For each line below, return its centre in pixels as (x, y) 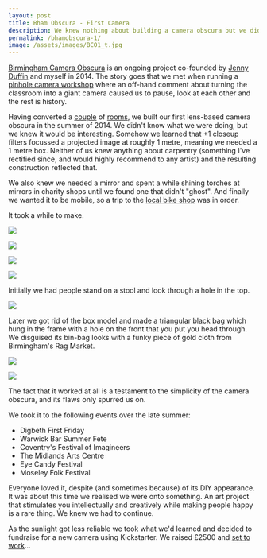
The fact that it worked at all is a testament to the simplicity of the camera (129, 391)
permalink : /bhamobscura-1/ (55, 38)
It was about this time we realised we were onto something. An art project (129, 497)
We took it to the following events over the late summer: (99, 415)
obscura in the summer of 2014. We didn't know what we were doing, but (128, 126)
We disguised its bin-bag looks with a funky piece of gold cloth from (120, 338)
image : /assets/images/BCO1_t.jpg (66, 45)
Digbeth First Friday (52, 431)
